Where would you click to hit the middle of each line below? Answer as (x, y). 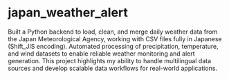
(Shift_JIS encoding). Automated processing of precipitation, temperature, (113, 46)
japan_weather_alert (68, 13)
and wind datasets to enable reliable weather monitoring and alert (102, 54)
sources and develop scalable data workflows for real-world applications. (112, 68)
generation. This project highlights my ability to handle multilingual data (110, 60)
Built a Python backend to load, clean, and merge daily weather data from (113, 32)
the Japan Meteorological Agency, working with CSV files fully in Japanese (115, 38)
